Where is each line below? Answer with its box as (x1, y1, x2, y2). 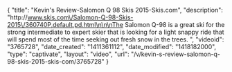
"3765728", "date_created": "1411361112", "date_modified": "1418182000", (7, 43, 217, 51)
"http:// (7, 13, 28, 21)
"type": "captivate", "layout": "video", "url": (7, 50, 130, 58)
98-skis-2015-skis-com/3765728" (7, 57, 105, 65)
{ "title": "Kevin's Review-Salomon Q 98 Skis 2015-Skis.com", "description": (7, 6, 223, 14)
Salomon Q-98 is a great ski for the (124, 21, 225, 28)
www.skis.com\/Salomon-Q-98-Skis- (27, 13, 134, 21)
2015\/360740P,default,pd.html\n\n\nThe (7, 21, 123, 28)
